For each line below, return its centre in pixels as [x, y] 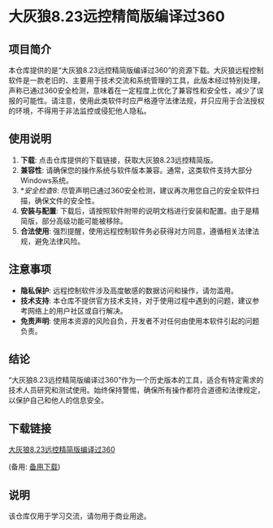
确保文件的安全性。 [67, 201]
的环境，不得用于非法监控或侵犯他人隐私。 [80, 111]
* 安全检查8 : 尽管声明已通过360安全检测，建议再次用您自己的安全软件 [136, 190]
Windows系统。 [46, 180]
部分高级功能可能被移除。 [84, 221]
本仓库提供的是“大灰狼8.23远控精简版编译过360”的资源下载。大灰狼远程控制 [136, 70]
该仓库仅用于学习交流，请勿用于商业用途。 [80, 516]
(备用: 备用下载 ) [35, 467]
